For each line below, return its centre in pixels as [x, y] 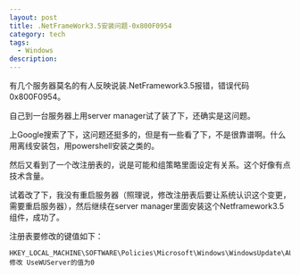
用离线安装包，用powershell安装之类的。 [84, 146]
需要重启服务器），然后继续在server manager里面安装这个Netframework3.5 [146, 206]
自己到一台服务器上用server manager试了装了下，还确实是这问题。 [133, 116]
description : [33, 59]
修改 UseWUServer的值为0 [52, 262]
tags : [19, 42]
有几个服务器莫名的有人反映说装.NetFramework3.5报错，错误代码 [129, 85]
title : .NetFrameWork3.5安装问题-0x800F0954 [91, 26]
